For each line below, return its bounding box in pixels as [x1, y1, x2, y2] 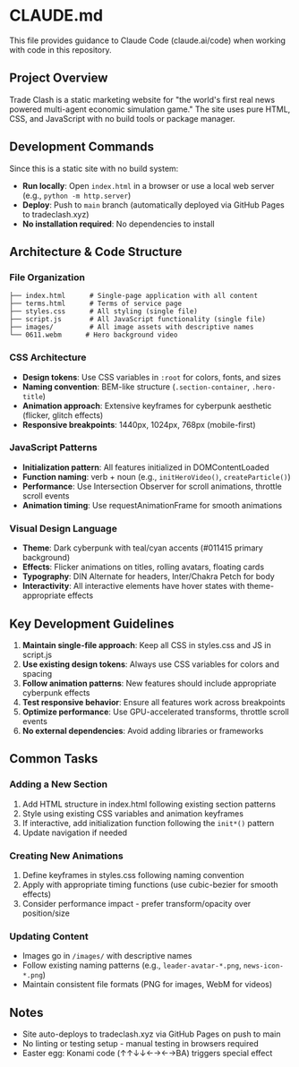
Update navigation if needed [21, 827, 128, 838]
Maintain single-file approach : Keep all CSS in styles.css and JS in [21, 639, 271, 650]
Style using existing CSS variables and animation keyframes [21, 807, 244, 819]
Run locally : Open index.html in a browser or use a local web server [21, 180, 275, 191]
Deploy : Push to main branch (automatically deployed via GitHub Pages [21, 199, 285, 210]
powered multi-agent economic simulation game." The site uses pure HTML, [9, 104, 291, 115]
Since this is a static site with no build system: [9, 163, 179, 174]
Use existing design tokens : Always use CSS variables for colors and [21, 659, 279, 670]
